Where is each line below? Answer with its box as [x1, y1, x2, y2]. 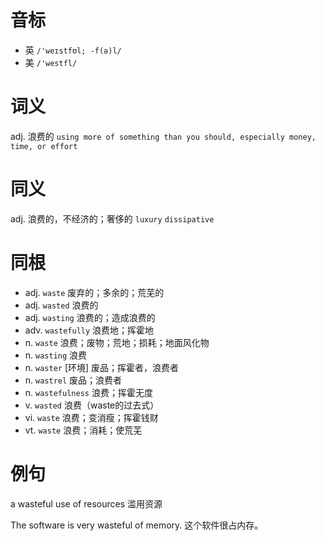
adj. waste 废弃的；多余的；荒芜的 [24, 286, 165, 298]
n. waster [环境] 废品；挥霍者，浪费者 [24, 361, 180, 373]
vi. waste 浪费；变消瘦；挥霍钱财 [24, 411, 159, 423]
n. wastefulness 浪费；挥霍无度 [24, 386, 153, 398]
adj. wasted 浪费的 [24, 299, 99, 311]
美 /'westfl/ [24, 56, 78, 68]
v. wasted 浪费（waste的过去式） [24, 399, 160, 411]
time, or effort [10, 141, 78, 151]
